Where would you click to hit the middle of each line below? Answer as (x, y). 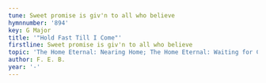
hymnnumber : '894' (38, 23)
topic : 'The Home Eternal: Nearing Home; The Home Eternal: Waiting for (131, 52)
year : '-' (25, 67)
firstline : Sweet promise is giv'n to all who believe (101, 45)
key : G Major (30, 30)
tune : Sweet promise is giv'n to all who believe (92, 15)
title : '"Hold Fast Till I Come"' (65, 38)
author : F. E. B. (37, 60)
